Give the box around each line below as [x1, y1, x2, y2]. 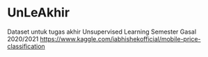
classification [7, 42, 45, 50]
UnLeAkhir [7, 5, 70, 21]
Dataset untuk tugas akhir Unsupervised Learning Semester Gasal [7, 27, 197, 36]
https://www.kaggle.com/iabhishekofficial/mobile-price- [40, 34, 201, 43]
